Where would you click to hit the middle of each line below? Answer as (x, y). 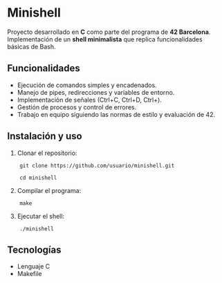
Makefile (29, 274)
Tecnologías (34, 249)
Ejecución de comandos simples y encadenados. (87, 85)
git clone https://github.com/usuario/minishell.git (97, 165)
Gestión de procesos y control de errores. (77, 107)
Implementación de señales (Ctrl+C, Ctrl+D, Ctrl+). (90, 100)
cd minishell (38, 178)
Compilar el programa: (49, 190)
